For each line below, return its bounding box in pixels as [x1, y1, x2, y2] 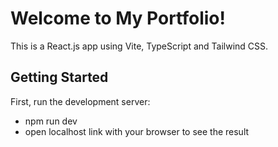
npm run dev [24, 115, 78, 127]
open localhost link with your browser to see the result [24, 125, 250, 137]
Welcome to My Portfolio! [10, 7, 226, 30]
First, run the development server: [10, 95, 151, 107]
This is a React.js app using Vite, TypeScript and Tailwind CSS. [10, 40, 269, 52]
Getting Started [10, 69, 109, 86]
